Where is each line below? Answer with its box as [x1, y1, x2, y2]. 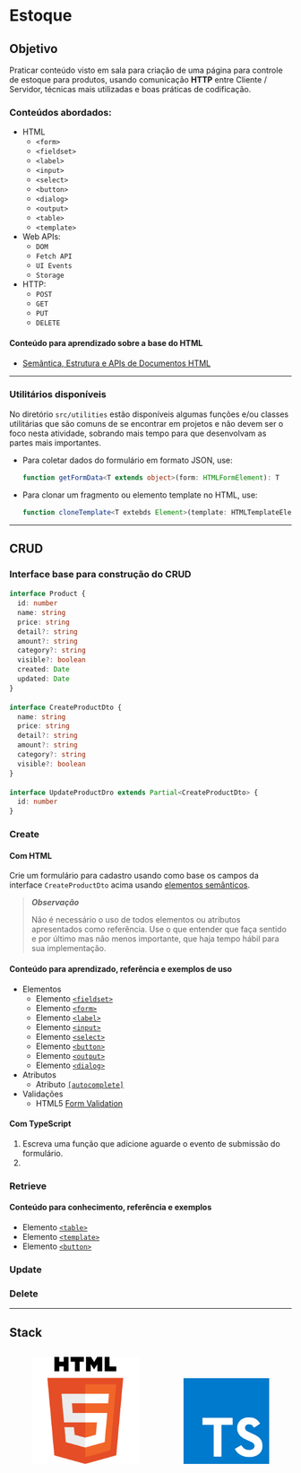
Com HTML [9, 850, 52, 861]
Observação [30, 897, 80, 908]
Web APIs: [21, 231, 61, 242]
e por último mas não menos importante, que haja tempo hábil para [30, 933, 279, 944]
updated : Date [17, 674, 70, 684]
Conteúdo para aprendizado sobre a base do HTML [9, 337, 203, 348]
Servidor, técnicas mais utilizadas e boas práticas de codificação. [9, 84, 252, 94]
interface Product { [9, 589, 87, 599]
